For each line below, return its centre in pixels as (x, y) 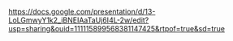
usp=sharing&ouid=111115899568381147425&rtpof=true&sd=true (117, 29)
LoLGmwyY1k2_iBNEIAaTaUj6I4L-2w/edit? (79, 20)
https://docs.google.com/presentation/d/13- (82, 12)
